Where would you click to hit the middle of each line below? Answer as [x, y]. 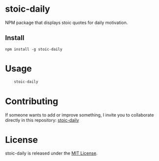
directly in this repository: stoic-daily [42, 120]
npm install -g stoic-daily [34, 49]
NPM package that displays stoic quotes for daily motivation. [66, 23]
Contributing [32, 101]
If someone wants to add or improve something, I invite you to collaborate [79, 115]
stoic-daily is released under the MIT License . [51, 153]
